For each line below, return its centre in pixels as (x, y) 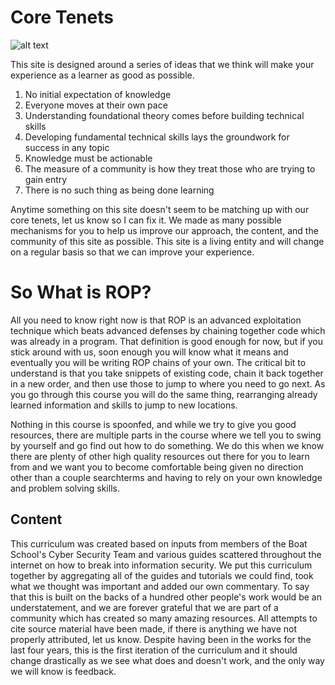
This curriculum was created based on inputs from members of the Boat (159, 543)
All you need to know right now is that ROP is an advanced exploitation (156, 320)
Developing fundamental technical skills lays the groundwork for (157, 137)
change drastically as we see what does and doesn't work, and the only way (167, 660)
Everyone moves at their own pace (96, 105)
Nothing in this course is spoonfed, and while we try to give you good (153, 424)
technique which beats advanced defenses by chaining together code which (168, 330)
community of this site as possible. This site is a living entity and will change (167, 241)
